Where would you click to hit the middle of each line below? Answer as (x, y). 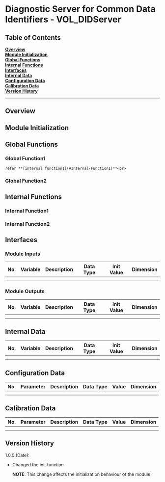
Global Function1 (25, 159)
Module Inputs (23, 254)
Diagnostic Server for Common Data (80, 9)
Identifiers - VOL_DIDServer (63, 19)
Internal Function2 (27, 224)
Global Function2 (26, 181)
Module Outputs (25, 292)
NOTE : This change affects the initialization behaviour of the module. (82, 474)
